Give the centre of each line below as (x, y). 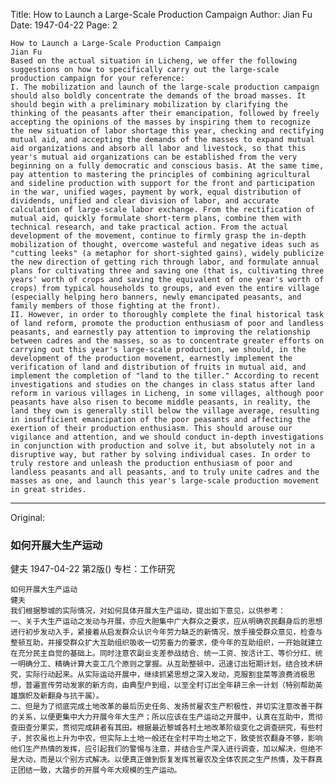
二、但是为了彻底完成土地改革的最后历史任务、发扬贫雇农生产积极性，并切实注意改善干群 (166, 707)
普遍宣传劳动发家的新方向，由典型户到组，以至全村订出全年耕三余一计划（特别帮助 (170, 685)
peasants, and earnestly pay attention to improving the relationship (160, 332)
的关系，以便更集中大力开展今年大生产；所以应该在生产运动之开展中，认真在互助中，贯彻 (166, 717)
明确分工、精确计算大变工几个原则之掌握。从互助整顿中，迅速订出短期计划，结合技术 (166, 664)
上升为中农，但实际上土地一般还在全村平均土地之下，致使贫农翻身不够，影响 (188, 739)
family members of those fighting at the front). (116, 306)
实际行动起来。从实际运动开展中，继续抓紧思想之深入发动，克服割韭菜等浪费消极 (166, 675)
